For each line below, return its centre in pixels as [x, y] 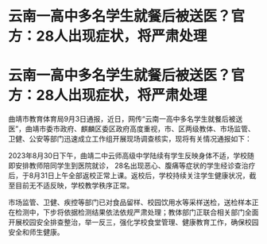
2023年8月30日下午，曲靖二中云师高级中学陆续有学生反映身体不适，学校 [128, 156]
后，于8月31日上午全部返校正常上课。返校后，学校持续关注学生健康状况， [129, 176]
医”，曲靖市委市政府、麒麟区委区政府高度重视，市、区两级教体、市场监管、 [132, 129]
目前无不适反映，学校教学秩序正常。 [74, 186]
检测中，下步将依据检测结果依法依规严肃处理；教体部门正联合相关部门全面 [137, 212]
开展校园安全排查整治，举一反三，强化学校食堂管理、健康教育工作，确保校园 [133, 223]
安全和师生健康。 [36, 232]
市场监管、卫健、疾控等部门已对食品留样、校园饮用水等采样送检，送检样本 [130, 203]
